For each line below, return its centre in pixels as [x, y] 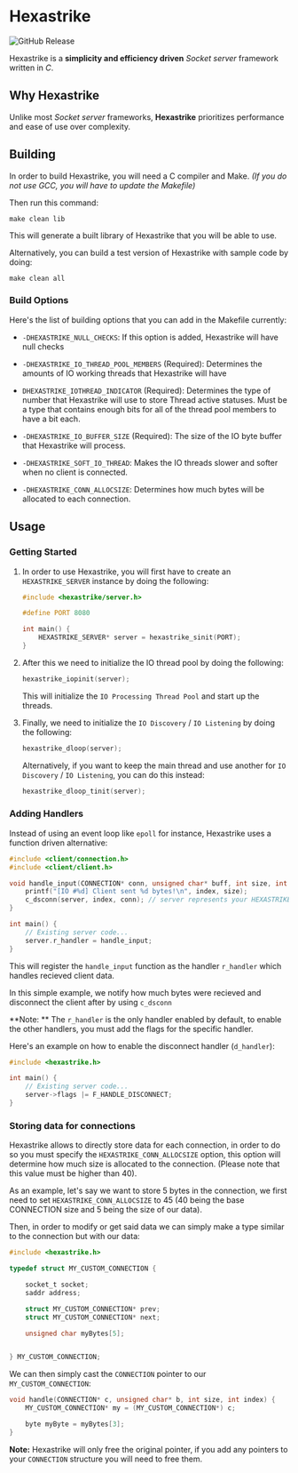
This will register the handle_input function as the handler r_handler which [145, 965]
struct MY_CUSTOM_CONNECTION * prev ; [93, 1309]
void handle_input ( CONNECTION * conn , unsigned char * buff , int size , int [149, 883]
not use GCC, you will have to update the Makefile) [102, 185]
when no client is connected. [75, 472]
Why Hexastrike [55, 96]
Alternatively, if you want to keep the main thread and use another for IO [154, 765]
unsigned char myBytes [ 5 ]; [75, 1333]
